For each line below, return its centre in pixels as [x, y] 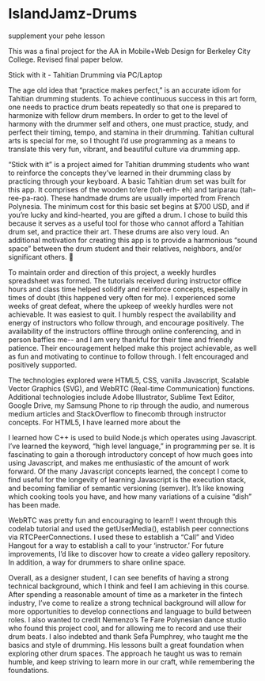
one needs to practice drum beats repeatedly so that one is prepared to [125, 107]
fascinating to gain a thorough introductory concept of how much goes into [131, 454]
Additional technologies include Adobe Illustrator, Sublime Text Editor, [122, 397]
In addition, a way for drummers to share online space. [97, 562]
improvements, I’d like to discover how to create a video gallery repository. [129, 554]
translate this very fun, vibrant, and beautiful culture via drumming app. [124, 149]
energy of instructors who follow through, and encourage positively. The [126, 322]
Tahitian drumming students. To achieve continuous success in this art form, [132, 98]
